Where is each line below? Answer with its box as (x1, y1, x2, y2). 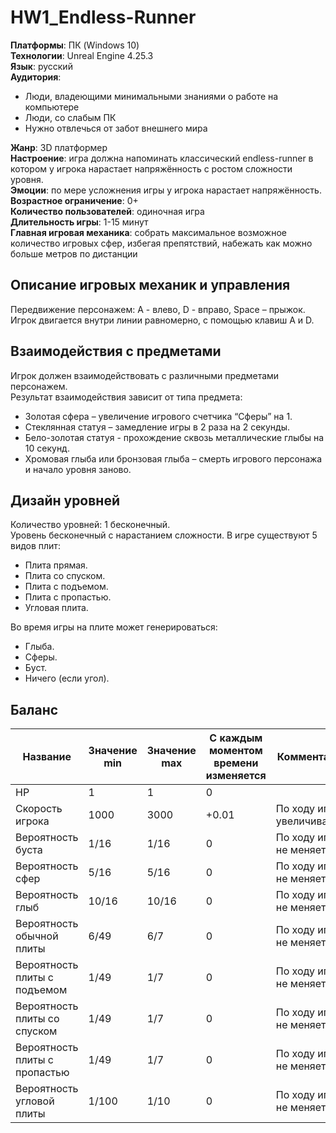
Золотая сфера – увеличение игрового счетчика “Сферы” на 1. (24, 410, 293, 422)
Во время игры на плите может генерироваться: (10, 621, 218, 633)
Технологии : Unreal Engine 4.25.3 (10, 49, 154, 61)
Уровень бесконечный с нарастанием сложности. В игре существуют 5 (10, 529, 318, 541)
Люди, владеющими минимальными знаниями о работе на (24, 90, 279, 102)
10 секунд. (24, 442, 70, 454)
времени (213, 756, 259, 770)
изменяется (205, 769, 267, 783)
